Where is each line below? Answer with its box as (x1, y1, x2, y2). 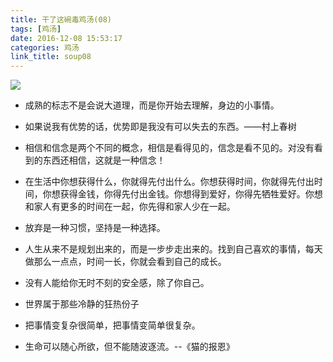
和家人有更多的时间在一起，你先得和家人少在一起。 (24, 201, 236, 213)
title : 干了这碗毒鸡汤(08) (10, 14, 112, 25)
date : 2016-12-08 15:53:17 (10, 33, 123, 43)
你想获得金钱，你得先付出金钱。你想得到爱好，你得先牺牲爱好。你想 (42, 188, 323, 200)
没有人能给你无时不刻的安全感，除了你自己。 (24, 277, 210, 289)
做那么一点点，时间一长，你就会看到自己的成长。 (24, 256, 227, 268)
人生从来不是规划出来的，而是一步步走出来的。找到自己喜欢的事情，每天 (24, 243, 323, 255)
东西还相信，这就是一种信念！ (42, 154, 166, 166)
